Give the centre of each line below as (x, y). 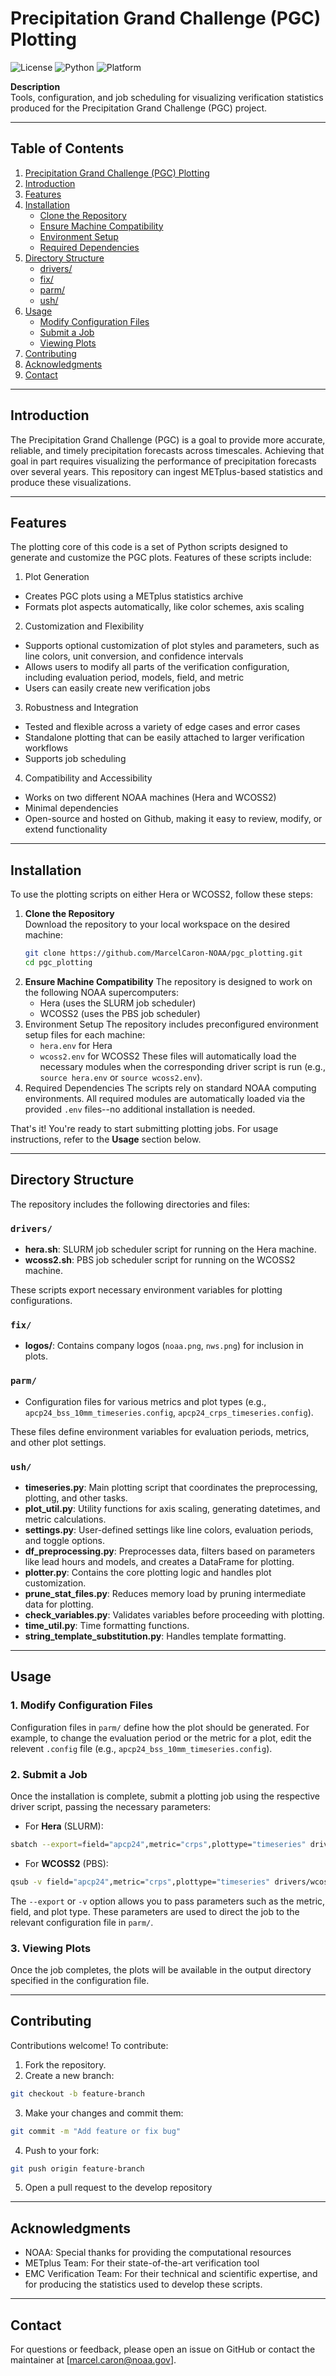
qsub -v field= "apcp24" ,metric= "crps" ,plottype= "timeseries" (140, 1882)
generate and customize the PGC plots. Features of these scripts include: (161, 558)
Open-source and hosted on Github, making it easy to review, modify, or (173, 819)
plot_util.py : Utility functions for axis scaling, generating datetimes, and (172, 1508)
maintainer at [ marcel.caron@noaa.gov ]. (93, 2360)
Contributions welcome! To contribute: (89, 2045)
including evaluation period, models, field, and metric (134, 678)
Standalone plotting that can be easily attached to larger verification (164, 738)
